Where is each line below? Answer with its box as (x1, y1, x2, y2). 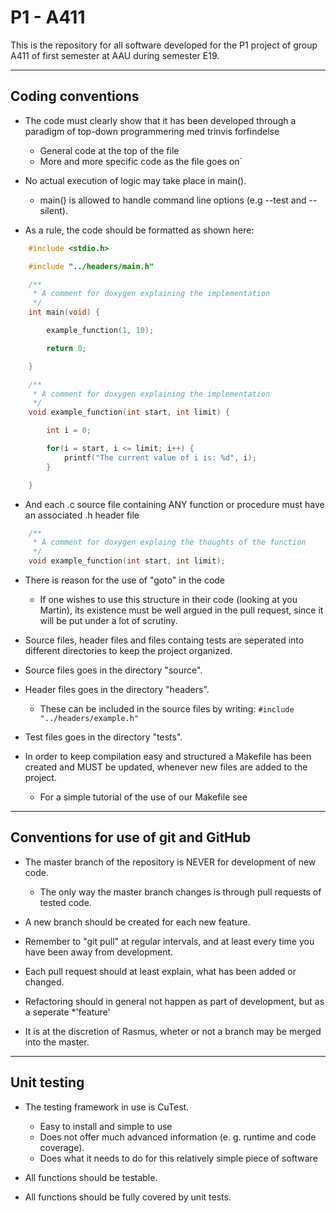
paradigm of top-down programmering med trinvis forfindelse (24, 125, 280, 137)
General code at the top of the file (39, 144, 180, 156)
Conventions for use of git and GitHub (10, 829, 252, 846)
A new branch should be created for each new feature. (24, 916, 251, 928)
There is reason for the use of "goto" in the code (24, 574, 226, 586)
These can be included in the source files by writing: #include (39, 703, 295, 715)
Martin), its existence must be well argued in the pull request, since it (39, 604, 324, 616)
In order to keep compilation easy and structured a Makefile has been (24, 751, 312, 762)
